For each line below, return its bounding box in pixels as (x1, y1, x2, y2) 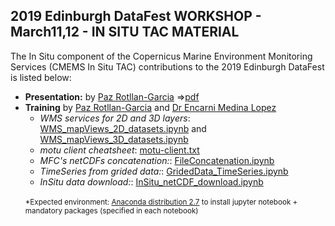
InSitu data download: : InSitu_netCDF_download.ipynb (39, 175, 264, 188)
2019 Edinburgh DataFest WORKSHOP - (10, 8, 262, 25)
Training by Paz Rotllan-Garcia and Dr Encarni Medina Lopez (24, 101, 277, 113)
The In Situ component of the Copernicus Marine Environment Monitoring (10, 50, 313, 62)
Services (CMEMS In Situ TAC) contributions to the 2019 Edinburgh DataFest (10, 60, 325, 73)
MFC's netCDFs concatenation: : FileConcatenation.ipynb (39, 154, 275, 166)
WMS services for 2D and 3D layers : (39, 112, 191, 124)
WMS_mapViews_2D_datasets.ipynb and (39, 122, 207, 134)
